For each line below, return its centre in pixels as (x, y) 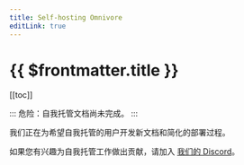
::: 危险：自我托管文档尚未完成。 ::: (74, 114)
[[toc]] (21, 95)
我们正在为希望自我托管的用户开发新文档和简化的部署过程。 (120, 133)
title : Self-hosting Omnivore (66, 17)
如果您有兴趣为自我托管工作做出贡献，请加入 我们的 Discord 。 (125, 152)
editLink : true (38, 26)
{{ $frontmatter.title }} (94, 70)
